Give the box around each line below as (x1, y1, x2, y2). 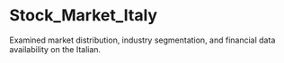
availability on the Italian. (9, 43, 102, 54)
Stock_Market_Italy (9, 5, 158, 26)
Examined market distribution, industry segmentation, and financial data (9, 35, 276, 45)
